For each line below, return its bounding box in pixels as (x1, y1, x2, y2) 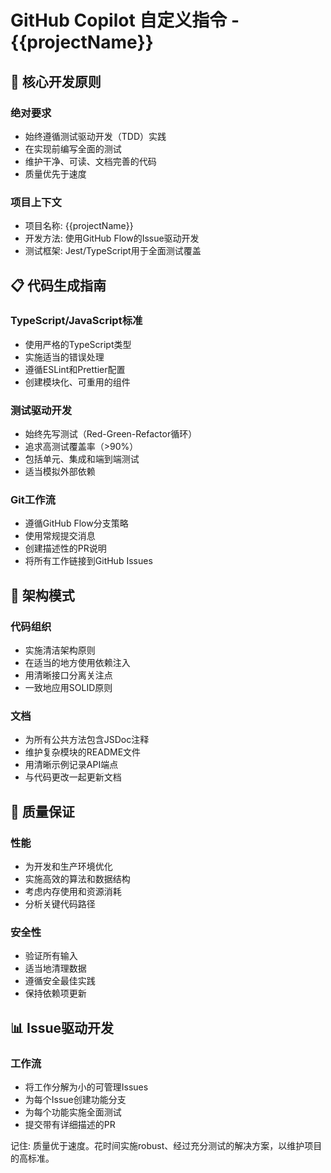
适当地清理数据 (24, 962, 87, 975)
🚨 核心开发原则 (10, 73, 102, 90)
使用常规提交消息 (24, 530, 96, 542)
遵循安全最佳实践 (24, 975, 96, 987)
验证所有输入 (24, 950, 78, 962)
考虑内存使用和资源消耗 (24, 886, 122, 898)
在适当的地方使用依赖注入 (24, 657, 131, 669)
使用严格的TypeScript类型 (24, 338, 132, 350)
